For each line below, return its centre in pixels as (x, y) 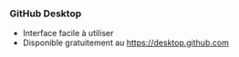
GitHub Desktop (46, 14)
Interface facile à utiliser (68, 33)
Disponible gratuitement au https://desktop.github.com (126, 43)
